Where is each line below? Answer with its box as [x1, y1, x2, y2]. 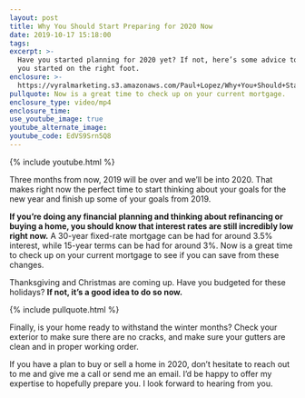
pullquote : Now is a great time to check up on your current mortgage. [9, 89, 286, 98]
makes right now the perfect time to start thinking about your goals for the [9, 184, 287, 194]
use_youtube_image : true [9, 114, 103, 124]
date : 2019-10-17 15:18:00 [9, 30, 112, 39]
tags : [9, 38, 30, 48]
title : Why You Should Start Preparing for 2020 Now [9, 22, 213, 31]
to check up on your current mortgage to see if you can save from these [9, 249, 280, 260]
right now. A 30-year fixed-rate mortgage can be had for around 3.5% [9, 230, 273, 241]
